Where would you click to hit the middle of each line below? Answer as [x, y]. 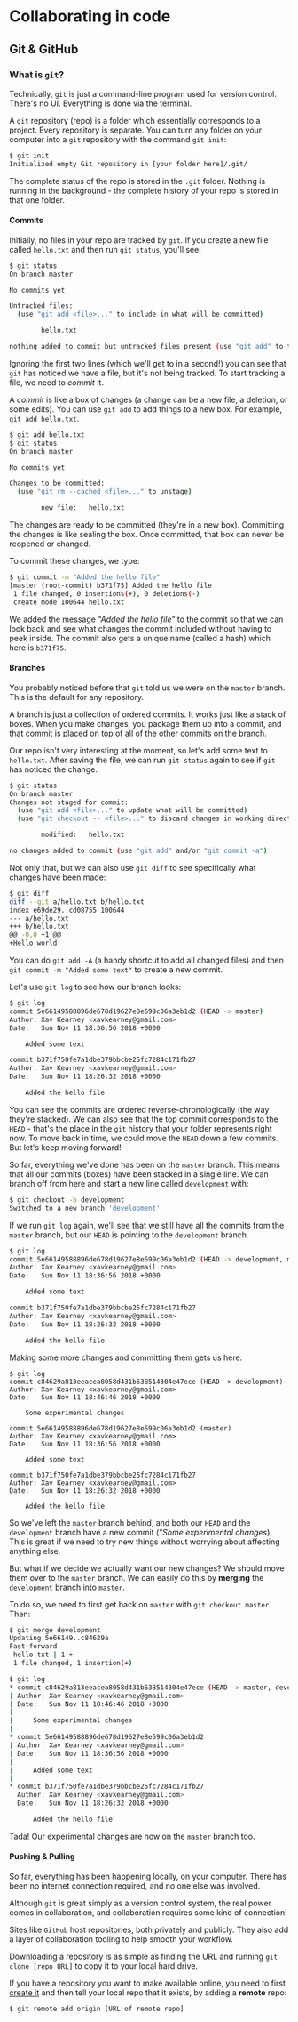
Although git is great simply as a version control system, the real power [141, 1903]
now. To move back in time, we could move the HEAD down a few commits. [144, 1138]
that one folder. [37, 200]
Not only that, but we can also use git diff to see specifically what [133, 867]
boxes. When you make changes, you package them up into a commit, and [145, 723]
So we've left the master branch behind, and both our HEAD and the [130, 1522]
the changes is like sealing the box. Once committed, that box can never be [147, 535]
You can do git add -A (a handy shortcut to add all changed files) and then [146, 960]
